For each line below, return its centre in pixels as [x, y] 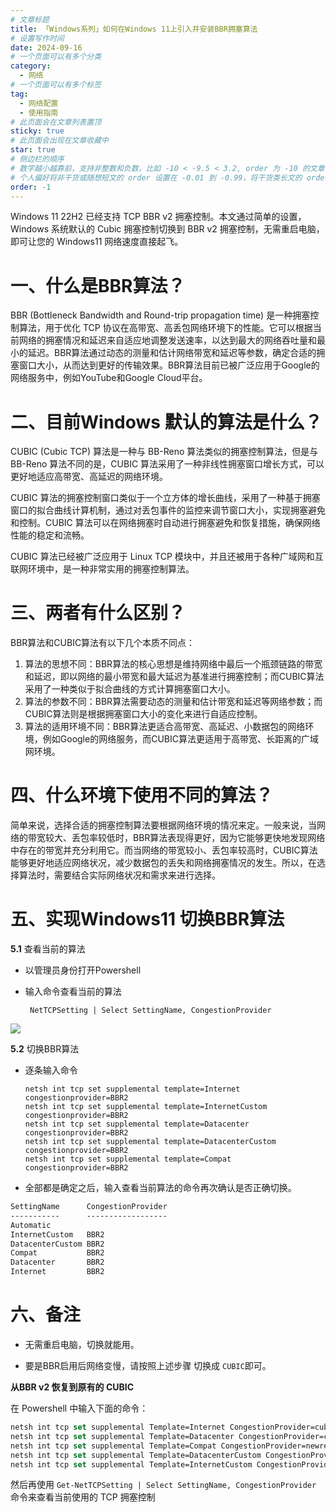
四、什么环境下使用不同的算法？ [142, 795]
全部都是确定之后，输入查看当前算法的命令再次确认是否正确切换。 [160, 1188]
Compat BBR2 [57, 1253]
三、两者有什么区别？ [98, 613]
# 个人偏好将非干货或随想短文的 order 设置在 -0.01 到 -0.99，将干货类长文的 [156, 177]
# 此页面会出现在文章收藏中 [60, 141]
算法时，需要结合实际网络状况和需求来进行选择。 [119, 875]
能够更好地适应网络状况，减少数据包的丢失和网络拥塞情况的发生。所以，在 [163, 863]
